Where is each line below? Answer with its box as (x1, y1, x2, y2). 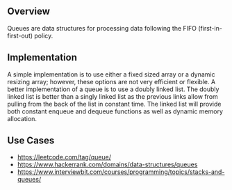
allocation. (7, 114, 37, 122)
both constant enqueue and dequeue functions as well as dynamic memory (7, 107, 224, 116)
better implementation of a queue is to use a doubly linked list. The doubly (7, 85, 219, 93)
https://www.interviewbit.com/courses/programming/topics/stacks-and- (17, 168, 225, 176)
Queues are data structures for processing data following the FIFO (7, 24, 197, 32)
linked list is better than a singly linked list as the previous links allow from (7, 92, 219, 100)
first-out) (7, 31, 33, 40)
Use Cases (7, 135, 55, 147)
